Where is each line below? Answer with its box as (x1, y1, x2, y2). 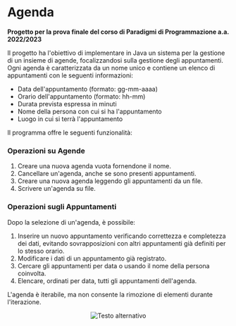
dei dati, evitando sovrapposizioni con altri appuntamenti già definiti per (17, 239, 226, 247)
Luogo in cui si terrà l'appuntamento (17, 114, 123, 123)
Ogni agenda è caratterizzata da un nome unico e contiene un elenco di (7, 63, 216, 72)
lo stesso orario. (17, 246, 65, 255)
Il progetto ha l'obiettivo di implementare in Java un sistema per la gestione (7, 49, 225, 57)
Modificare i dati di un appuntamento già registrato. (17, 254, 167, 263)
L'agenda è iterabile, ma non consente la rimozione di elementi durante (7, 290, 213, 299)
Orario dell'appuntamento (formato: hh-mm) (17, 92, 146, 101)
